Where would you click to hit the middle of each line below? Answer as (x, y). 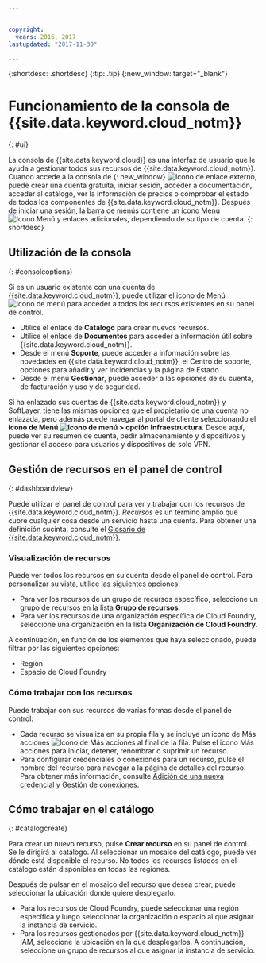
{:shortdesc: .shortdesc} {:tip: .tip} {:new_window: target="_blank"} (118, 74)
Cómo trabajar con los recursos (70, 693)
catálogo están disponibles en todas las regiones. (89, 869)
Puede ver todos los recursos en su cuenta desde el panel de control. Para (130, 576)
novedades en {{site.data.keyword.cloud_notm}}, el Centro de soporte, (136, 361)
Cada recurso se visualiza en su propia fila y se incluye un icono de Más (138, 734)
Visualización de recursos (60, 558)
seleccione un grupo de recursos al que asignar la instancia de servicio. (137, 950)
